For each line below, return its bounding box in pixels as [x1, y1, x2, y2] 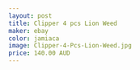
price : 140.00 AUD [8, 49, 70, 57]
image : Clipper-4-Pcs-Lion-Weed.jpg [8, 42, 132, 50]
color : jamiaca [8, 34, 60, 43]
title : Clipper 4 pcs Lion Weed [8, 19, 117, 27]
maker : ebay [8, 27, 49, 35]
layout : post [8, 11, 53, 20]
